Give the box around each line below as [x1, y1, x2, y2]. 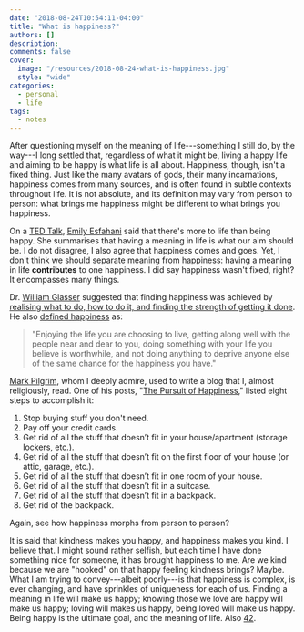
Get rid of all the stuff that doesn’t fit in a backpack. [22, 490, 217, 502]
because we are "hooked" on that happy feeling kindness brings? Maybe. [9, 565, 285, 575]
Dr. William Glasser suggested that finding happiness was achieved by [9, 292, 273, 303]
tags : [9, 107, 30, 116]
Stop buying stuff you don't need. [22, 412, 149, 424]
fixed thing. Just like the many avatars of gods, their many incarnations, [9, 170, 278, 181]
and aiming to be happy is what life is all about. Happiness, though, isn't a [9, 160, 286, 171]
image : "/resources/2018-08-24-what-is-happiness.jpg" [17, 65, 230, 74]
